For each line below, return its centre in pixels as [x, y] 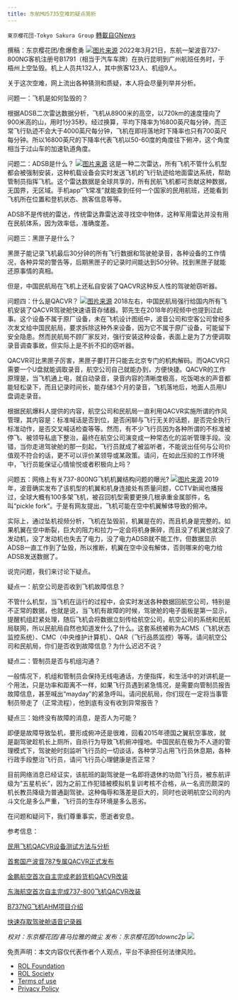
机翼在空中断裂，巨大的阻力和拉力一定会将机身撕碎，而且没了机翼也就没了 [122, 530]
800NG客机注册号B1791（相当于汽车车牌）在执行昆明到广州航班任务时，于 [116, 59]
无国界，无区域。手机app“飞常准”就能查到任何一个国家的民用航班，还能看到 [118, 190]
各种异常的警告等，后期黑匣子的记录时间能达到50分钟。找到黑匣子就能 [123, 262]
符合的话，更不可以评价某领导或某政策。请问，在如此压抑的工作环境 [125, 455]
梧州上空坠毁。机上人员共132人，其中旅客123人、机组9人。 [94, 67]
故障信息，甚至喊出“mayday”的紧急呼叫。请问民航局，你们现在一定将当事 [114, 694]
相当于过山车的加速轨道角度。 [51, 148]
